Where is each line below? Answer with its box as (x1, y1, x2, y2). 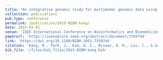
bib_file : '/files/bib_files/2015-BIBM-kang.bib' (5, 47, 108, 52)
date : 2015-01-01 (5, 25, 40, 30)
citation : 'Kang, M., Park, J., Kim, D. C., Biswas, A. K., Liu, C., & (5, 43, 153, 48)
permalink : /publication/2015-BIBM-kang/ (5, 20, 90, 26)
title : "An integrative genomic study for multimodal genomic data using (5, 7, 158, 12)
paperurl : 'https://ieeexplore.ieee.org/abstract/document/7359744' (5, 34, 147, 39)
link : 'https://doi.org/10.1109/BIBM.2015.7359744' (5, 39, 112, 44)
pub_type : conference (5, 16, 49, 21)
